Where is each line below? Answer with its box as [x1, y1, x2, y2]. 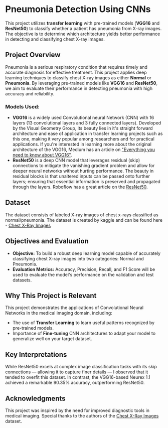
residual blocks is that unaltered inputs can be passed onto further [12, 173, 150, 179]
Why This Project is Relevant [5, 292, 97, 300]
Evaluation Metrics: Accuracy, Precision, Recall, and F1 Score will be [12, 266, 155, 272]
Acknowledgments [5, 394, 66, 402]
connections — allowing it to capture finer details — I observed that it [5, 369, 148, 375]
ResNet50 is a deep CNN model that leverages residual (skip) [12, 157, 140, 164]
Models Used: [5, 103, 40, 110]
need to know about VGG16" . [12, 152, 72, 158]
